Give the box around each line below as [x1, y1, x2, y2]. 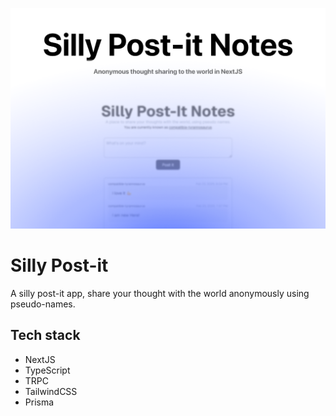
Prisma [24, 396, 55, 408]
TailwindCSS [24, 385, 78, 397]
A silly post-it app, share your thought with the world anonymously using [10, 287, 310, 299]
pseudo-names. [10, 298, 76, 310]
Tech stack [10, 327, 81, 344]
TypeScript [24, 364, 71, 376]
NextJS [24, 353, 56, 365]
